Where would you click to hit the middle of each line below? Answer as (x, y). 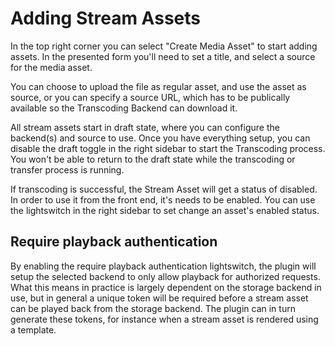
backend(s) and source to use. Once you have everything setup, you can (160, 138)
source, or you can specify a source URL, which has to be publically (150, 97)
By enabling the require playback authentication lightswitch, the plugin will (163, 266)
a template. (33, 329)
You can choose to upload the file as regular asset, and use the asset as (158, 86)
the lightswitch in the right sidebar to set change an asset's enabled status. (165, 210)
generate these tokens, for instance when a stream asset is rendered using (164, 319)
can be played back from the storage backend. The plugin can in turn (153, 308)
